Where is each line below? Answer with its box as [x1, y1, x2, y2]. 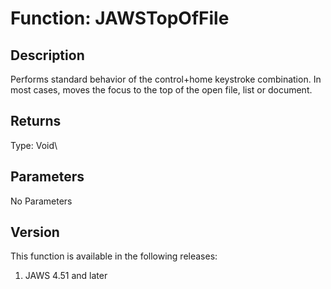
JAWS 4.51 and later [24, 270, 108, 282]
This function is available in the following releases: [10, 250, 218, 262]
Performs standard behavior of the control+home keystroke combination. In [10, 73, 322, 85]
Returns [10, 113, 62, 130]
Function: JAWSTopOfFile [10, 7, 230, 30]
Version [10, 224, 60, 241]
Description [10, 47, 85, 64]
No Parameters [10, 195, 73, 207]
